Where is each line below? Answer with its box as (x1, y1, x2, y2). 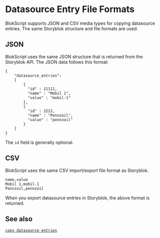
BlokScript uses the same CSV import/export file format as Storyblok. (5, 167, 149, 173)
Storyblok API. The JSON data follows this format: (5, 59, 109, 65)
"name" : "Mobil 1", (27, 91, 71, 96)
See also (5, 214, 33, 223)
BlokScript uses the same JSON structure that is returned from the (5, 53, 143, 59)
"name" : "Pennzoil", (27, 112, 73, 118)
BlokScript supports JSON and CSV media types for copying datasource (5, 20, 155, 26)
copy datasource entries (5, 228, 57, 233)
